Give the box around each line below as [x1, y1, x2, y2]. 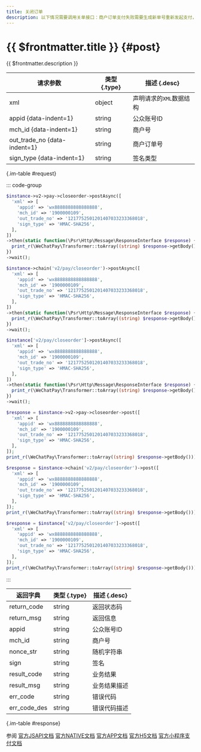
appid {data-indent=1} [9, 114, 74, 123]
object [95, 98, 113, 107]
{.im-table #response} [6, 720, 61, 727]
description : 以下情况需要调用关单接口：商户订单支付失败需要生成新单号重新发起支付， [6, 14, 197, 20]
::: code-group [6, 182, 42, 189]
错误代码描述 [92, 703, 129, 712]
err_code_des [9, 703, 48, 712]
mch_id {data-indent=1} [9, 125, 78, 134]
